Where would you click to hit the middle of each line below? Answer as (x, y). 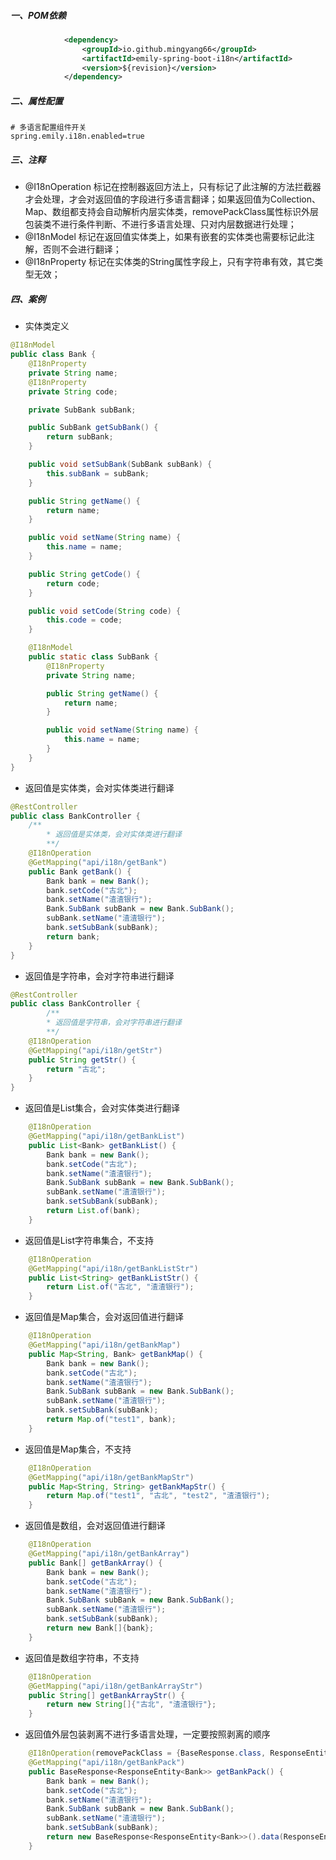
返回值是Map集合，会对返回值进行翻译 (104, 1317)
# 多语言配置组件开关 (48, 128)
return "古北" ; (76, 1069)
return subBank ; (80, 437)
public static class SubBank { (93, 657)
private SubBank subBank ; (82, 410)
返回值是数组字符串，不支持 (82, 1657)
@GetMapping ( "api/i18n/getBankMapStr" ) (111, 1477)
